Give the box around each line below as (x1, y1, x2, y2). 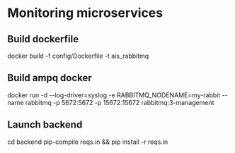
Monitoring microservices (7, 5, 164, 21)
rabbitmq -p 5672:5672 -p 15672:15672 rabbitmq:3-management (25, 98, 214, 106)
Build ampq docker (7, 72, 92, 84)
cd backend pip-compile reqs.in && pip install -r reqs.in (7, 137, 168, 146)
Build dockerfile (7, 33, 79, 45)
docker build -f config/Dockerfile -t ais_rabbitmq (7, 51, 149, 60)
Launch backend (7, 118, 83, 131)
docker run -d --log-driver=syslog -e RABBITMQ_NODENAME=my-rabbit (7, 90, 221, 99)
